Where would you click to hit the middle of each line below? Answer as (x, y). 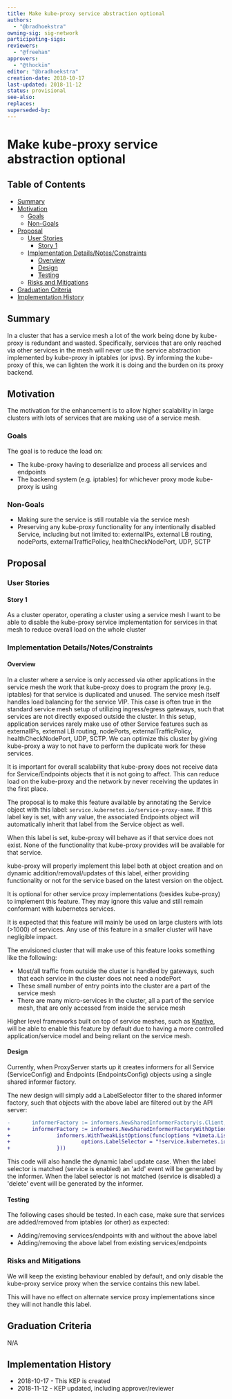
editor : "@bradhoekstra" (43, 71)
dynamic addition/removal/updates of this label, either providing (98, 873)
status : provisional (37, 91)
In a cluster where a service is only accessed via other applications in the (112, 679)
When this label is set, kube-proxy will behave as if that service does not (110, 837)
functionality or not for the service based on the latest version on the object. (116, 880)
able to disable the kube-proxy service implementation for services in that (112, 622)
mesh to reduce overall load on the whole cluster (77, 630)
